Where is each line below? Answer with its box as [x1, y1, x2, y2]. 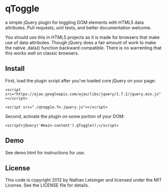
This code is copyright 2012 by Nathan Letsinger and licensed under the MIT [5, 177, 162, 183]
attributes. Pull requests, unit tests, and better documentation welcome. [5, 24, 152, 30]
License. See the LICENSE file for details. [5, 182, 89, 189]
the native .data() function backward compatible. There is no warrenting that [5, 45, 162, 51]
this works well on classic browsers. [5, 50, 80, 56]
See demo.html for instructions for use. [5, 149, 85, 155]
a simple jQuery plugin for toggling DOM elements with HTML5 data [5, 19, 144, 25]
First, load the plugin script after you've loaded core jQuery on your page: [5, 77, 156, 83]
